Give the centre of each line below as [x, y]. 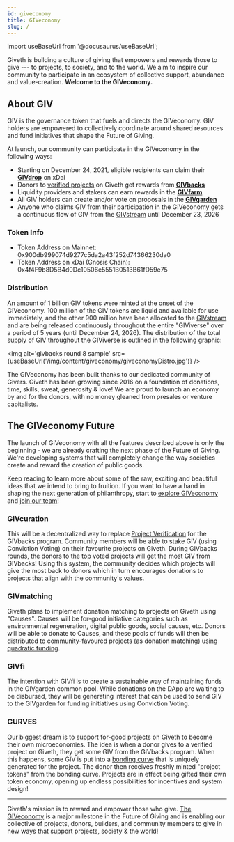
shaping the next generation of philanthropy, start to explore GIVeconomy [112, 493]
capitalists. [23, 404]
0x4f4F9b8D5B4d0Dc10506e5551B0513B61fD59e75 [93, 270]
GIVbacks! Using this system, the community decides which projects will [111, 563]
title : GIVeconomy [34, 20]
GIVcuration [28, 518]
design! [18, 788]
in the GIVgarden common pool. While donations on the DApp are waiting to [116, 689]
